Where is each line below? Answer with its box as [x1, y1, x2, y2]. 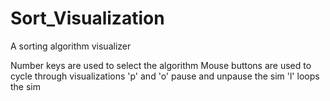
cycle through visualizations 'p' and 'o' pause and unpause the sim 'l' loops [10, 70, 320, 82]
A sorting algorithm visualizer [10, 40, 132, 52]
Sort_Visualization [10, 7, 165, 30]
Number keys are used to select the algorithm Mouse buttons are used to [10, 59, 312, 71]
